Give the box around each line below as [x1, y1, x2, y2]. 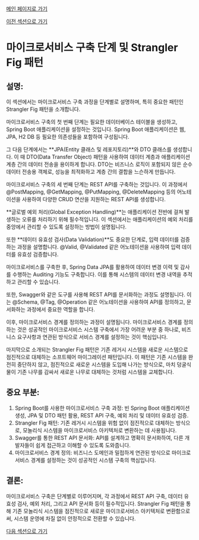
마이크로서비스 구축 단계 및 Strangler [6, 41, 178, 55]
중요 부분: [6, 388, 40, 398]
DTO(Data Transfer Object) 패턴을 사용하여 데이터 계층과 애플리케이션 [26, 154, 191, 160]
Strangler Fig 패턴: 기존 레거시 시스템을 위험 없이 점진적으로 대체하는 [14, 419, 175, 426]
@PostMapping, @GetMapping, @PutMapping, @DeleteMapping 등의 [6, 188, 176, 195]
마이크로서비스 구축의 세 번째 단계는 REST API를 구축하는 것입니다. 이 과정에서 [6, 181, 188, 188]
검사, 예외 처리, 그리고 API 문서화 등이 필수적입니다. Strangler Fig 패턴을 [17, 500, 185, 507]
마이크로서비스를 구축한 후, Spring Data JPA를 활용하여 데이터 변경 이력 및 [6, 264, 179, 270]
